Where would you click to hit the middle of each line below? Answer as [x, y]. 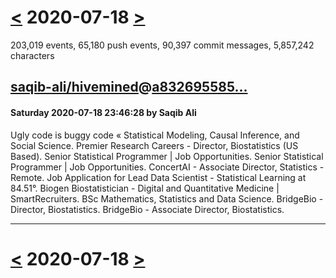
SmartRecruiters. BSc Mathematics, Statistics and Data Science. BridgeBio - [167, 198]
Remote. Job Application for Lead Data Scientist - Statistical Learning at [158, 177]
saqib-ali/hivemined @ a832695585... [129, 87]
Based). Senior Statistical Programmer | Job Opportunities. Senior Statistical [167, 156]
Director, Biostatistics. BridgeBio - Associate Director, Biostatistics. [147, 209]
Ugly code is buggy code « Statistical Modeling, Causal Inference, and [155, 135]
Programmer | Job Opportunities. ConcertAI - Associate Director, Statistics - [167, 167]
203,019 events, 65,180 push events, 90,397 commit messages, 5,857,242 [162, 45]
